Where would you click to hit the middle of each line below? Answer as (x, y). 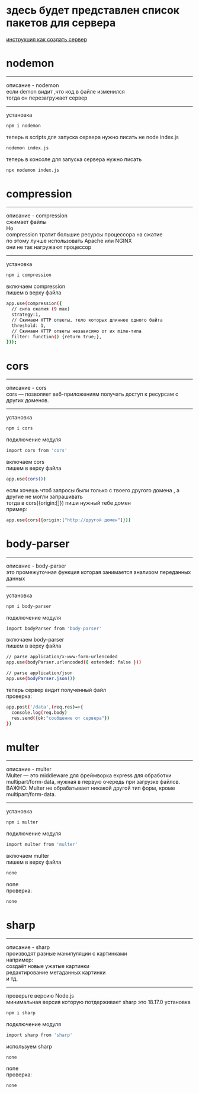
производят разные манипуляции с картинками (67, 953)
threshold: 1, (29, 326)
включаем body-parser (35, 640)
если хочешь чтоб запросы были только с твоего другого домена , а (93, 490)
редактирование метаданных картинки (56, 972)
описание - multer (29, 769)
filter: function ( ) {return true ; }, (57, 336)
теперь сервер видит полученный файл (56, 690)
